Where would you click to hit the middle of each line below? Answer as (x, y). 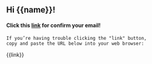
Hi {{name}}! (31, 10)
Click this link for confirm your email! (54, 25)
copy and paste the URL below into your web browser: (75, 43)
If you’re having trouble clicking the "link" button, (77, 38)
